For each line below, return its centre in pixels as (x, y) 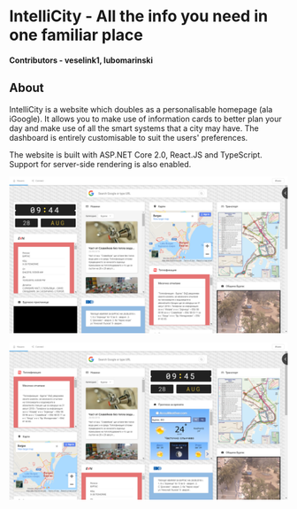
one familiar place (76, 35)
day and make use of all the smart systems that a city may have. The (134, 128)
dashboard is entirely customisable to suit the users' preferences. (129, 137)
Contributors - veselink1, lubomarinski (81, 60)
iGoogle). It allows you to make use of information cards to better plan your (146, 119)
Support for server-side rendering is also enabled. (100, 164)
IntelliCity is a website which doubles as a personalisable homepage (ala (141, 109)
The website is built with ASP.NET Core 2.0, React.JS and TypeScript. (136, 154)
